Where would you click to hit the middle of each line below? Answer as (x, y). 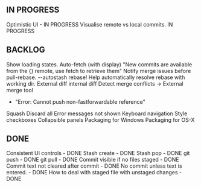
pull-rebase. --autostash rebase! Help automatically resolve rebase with (96, 77)
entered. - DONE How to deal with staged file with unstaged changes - (94, 173)
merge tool (20, 90)
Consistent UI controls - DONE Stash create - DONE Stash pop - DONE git (98, 153)
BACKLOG (26, 50)
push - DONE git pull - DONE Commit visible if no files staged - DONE (93, 160)
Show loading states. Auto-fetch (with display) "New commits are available (99, 64)
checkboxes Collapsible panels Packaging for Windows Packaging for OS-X (101, 119)
